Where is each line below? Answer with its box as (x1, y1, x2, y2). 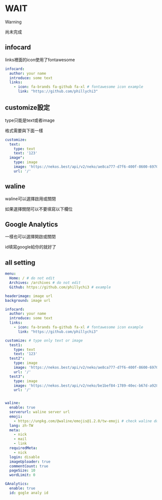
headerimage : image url (5, 294, 53, 298)
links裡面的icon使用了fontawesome (5, 57, 75, 62)
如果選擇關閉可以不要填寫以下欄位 (5, 206, 73, 212)
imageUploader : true (9, 459, 51, 464)
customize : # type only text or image (5, 338, 83, 343)
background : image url (5, 298, 51, 303)
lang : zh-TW (9, 423, 34, 428)
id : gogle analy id (9, 490, 49, 495)
